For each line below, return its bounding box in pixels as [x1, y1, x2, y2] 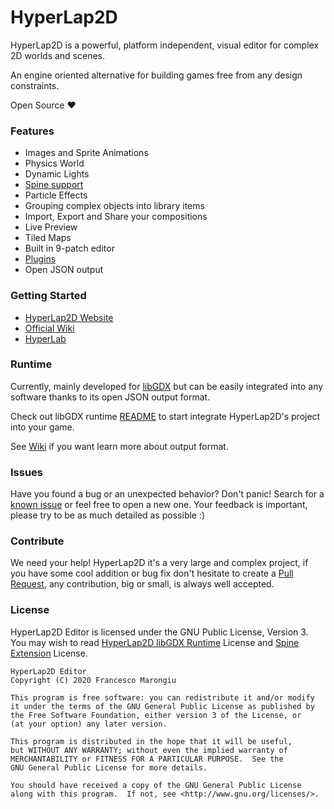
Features [10, 124, 55, 138]
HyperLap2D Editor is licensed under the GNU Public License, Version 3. [10, 626, 309, 638]
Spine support [24, 179, 84, 191]
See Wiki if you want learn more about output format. [10, 440, 229, 452]
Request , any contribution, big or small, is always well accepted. [10, 578, 275, 590]
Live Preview [24, 221, 78, 233]
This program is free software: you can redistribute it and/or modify [10, 692, 315, 703]
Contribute [10, 534, 65, 548]
